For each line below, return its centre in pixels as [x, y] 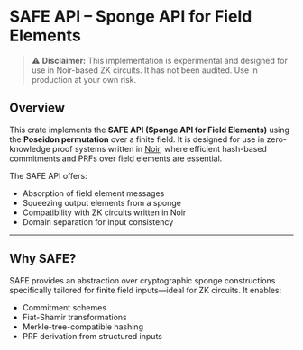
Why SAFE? [43, 259]
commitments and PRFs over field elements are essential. [116, 158]
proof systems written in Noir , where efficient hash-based [160, 148]
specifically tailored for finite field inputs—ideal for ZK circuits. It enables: [146, 290]
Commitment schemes [64, 307]
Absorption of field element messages [93, 193]
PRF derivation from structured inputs [92, 336]
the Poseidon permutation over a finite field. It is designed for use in [137, 139]
